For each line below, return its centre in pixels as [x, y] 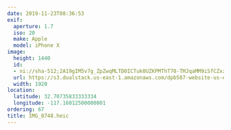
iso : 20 [24, 33]
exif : [15, 20]
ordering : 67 [26, 109]
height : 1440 [32, 58]
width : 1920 [31, 84]
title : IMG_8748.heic [38, 116]
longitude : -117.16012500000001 [60, 103]
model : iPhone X [36, 45]
